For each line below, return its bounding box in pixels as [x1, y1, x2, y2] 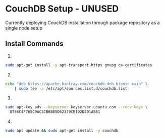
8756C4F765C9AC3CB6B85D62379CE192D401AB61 [10, 109, 100, 114]
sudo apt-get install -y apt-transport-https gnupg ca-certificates [5, 62, 152, 68]
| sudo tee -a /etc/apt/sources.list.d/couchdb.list [14, 86, 128, 91]
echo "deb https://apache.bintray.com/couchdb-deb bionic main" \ [5, 81, 148, 86]
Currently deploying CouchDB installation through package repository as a [5, 20, 160, 26]
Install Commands [5, 40, 64, 48]
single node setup [5, 25, 43, 31]
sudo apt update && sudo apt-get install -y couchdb [5, 128, 119, 133]
